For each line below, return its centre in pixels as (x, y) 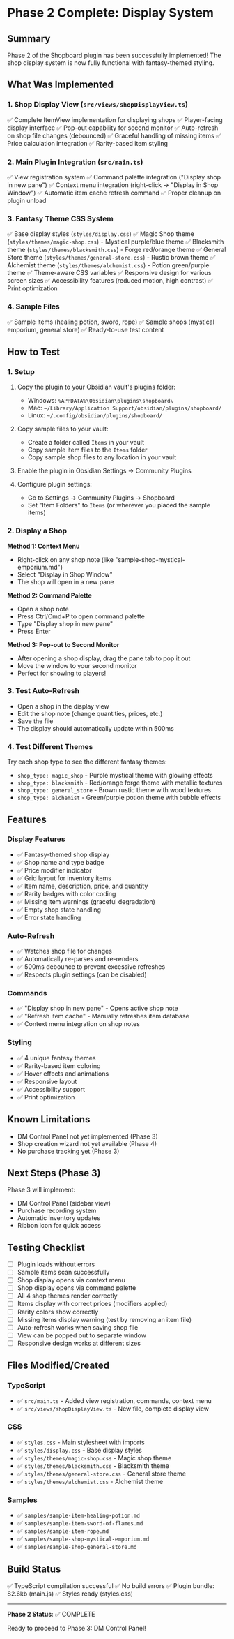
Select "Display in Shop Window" (65, 574)
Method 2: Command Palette (49, 595)
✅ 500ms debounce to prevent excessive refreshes (91, 967)
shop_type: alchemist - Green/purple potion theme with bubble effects (119, 798)
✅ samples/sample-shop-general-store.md (77, 1547)
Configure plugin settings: (55, 484)
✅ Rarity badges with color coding (67, 893)
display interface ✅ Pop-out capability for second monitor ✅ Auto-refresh (113, 128)
